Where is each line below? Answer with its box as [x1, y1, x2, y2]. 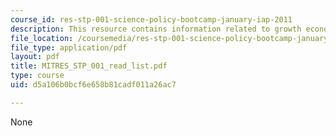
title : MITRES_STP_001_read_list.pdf [10, 61, 168, 71]
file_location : [10, 33, 74, 43]
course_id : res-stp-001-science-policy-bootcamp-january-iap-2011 [10, 14, 293, 25]
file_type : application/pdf [10, 42, 128, 53]
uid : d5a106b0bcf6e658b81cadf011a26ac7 [10, 80, 177, 90]
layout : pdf [10, 52, 60, 62]
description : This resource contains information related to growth [10, 24, 302, 34]
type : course [10, 71, 65, 81]
